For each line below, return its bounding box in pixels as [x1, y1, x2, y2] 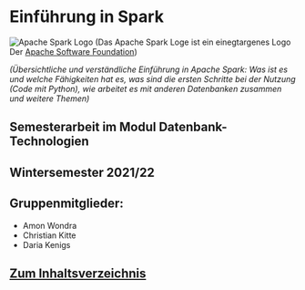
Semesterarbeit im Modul [9, 119, 157, 135]
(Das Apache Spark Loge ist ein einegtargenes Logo [95, 36, 291, 47]
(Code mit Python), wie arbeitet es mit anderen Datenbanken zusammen [9, 83, 282, 94]
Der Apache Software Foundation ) [9, 46, 138, 57]
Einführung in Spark [9, 6, 164, 27]
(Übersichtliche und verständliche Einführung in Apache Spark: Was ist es [9, 64, 289, 75]
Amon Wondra [22, 220, 77, 231]
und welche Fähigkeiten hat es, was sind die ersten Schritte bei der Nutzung [9, 73, 296, 84]
